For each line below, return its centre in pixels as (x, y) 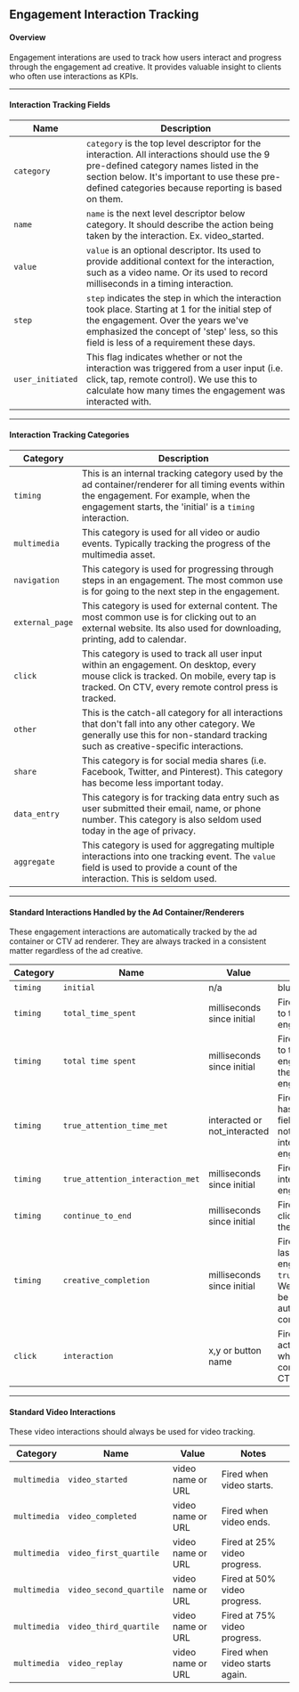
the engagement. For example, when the (166, 496)
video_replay (96, 1664)
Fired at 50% (248, 1579)
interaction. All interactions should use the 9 (178, 154)
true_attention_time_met (115, 1126)
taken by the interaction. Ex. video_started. (175, 235)
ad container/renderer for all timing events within (183, 484)
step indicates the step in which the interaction (184, 297)
